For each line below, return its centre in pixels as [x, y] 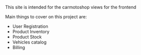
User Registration [30, 26]
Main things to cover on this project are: [46, 17]
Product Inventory [31, 31]
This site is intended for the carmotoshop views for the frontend [71, 7]
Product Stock [27, 37]
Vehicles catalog [29, 42]
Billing [19, 47]
